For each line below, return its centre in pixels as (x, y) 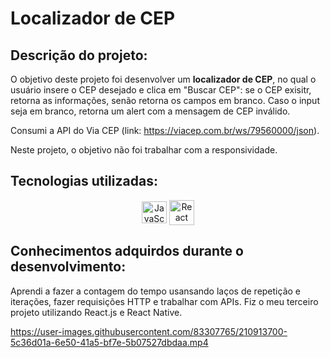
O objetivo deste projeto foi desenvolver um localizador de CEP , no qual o (163, 79)
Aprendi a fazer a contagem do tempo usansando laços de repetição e (155, 291)
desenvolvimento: (68, 267)
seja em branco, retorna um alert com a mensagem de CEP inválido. (150, 111)
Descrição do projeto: (79, 55)
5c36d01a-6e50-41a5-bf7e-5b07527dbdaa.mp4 (109, 342)
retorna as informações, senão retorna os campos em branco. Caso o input (165, 100)
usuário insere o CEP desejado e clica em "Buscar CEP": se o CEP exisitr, (161, 90)
